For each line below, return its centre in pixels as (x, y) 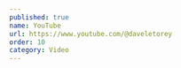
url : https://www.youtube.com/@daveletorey (91, 34)
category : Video (39, 50)
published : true (39, 17)
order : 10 (28, 42)
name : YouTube (35, 26)
